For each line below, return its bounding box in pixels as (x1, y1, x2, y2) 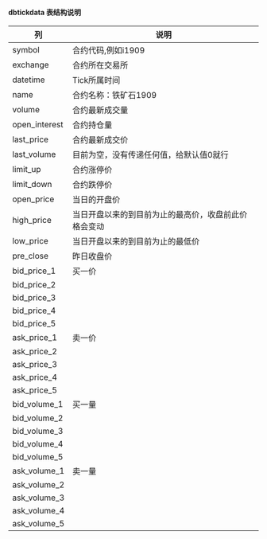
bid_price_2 (12, 279, 56, 291)
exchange (12, 60, 49, 71)
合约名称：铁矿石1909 (72, 90, 157, 101)
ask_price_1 (12, 332, 58, 343)
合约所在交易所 (72, 60, 129, 71)
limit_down (12, 179, 52, 190)
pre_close (12, 251, 49, 262)
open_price (12, 193, 55, 205)
